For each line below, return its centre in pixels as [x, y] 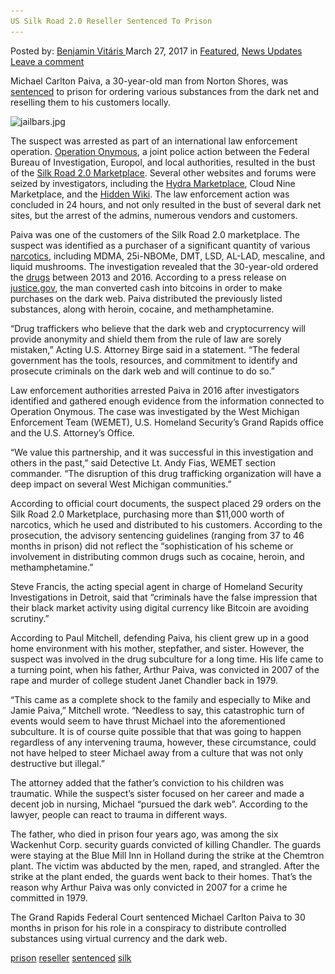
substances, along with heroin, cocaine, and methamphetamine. [142, 309]
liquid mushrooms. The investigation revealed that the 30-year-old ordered [164, 266]
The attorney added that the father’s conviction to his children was [147, 782]
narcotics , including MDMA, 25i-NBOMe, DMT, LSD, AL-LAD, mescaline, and [168, 256]
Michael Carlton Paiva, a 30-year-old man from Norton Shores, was [149, 81]
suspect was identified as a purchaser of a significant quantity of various [160, 245]
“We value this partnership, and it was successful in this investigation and [162, 452]
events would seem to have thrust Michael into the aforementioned [148, 721]
